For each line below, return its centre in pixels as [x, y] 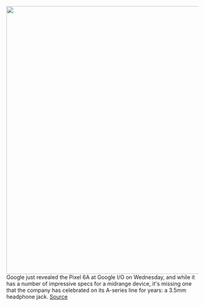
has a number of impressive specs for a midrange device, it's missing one [99, 284]
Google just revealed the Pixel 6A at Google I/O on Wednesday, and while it [101, 277]
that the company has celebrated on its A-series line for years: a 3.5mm [96, 290]
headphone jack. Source [37, 297]
